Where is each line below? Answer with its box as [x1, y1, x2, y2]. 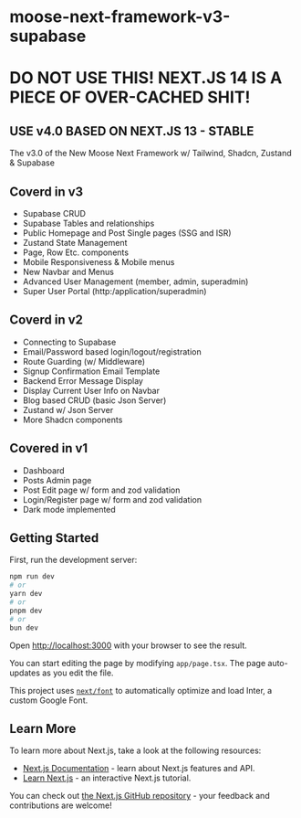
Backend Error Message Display [22, 375, 144, 386]
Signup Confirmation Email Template [22, 366, 161, 377]
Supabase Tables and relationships [22, 218, 155, 228]
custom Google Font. [9, 695, 88, 706]
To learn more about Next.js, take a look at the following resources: [9, 745, 262, 756]
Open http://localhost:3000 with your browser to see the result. [9, 640, 248, 651]
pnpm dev [9, 606, 43, 615]
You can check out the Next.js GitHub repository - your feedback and [9, 791, 271, 802]
